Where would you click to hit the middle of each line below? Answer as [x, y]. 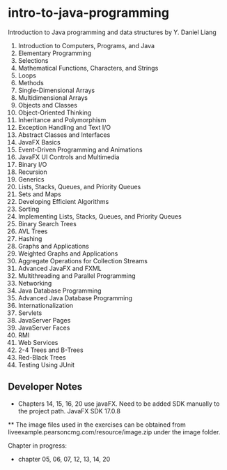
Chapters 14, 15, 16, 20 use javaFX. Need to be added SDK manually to [119, 404]
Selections [33, 60]
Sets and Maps [39, 194]
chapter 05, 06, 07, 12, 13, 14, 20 [64, 459]
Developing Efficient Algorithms [63, 201]
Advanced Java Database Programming [75, 298]
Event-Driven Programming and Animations [80, 149]
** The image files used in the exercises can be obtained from [97, 425]
